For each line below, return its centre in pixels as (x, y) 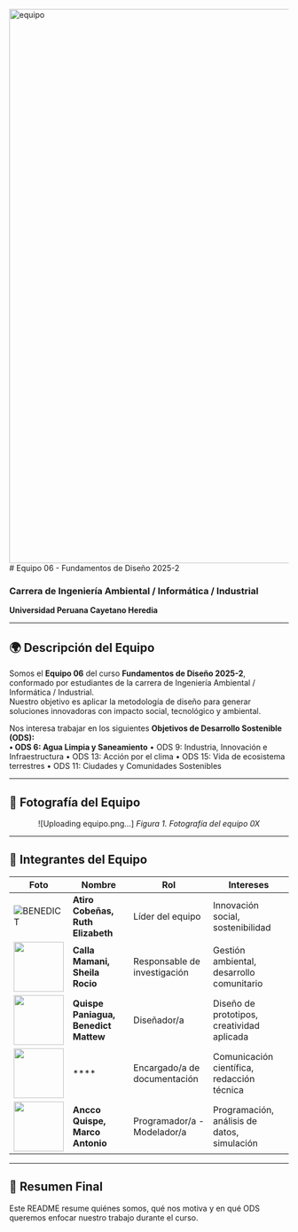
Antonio (90, 1142)
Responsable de (167, 961)
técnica (228, 1089)
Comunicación (243, 1056)
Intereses (249, 884)
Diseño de (234, 1003)
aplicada (231, 1036)
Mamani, (91, 961)
